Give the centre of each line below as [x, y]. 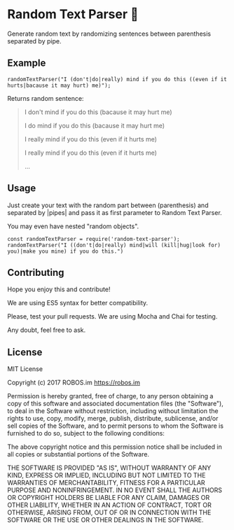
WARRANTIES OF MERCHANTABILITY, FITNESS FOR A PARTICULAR [106, 483]
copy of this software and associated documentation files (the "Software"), [116, 404]
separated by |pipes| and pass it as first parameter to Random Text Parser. [115, 212]
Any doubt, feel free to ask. [47, 330]
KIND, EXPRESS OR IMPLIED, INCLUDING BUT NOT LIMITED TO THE [106, 475]
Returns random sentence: [46, 98]
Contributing [36, 272]
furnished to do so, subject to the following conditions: [86, 433]
